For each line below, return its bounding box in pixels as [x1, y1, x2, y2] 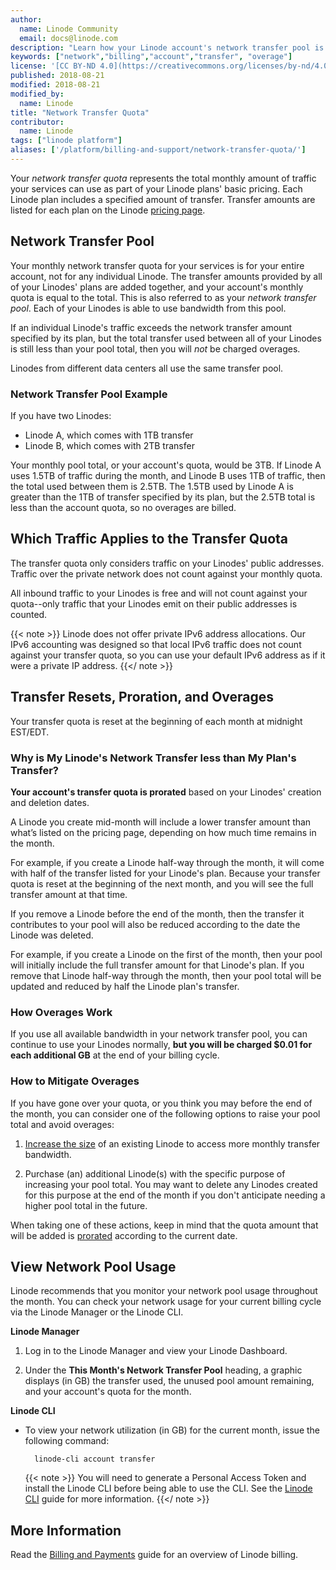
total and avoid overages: [10, 1118, 115, 1130]
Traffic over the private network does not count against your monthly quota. [10, 567, 323, 580]
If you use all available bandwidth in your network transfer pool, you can [10, 1028, 308, 1040]
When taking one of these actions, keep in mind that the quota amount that [10, 1219, 319, 1231]
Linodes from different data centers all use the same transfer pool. [10, 362, 284, 374]
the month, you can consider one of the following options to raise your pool [10, 1107, 321, 1120]
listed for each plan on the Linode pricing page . [10, 204, 206, 216]
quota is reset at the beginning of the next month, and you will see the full [10, 877, 314, 890]
